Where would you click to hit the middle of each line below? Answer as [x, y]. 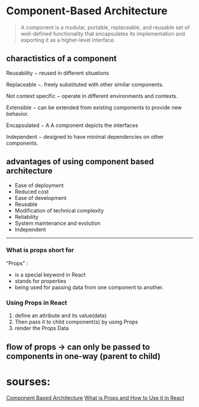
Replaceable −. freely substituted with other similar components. [85, 84]
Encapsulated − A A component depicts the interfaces [72, 125]
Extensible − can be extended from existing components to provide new [94, 107]
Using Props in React [37, 303]
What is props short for [40, 250]
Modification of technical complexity [59, 210]
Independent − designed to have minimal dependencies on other [85, 136]
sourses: [28, 381]
